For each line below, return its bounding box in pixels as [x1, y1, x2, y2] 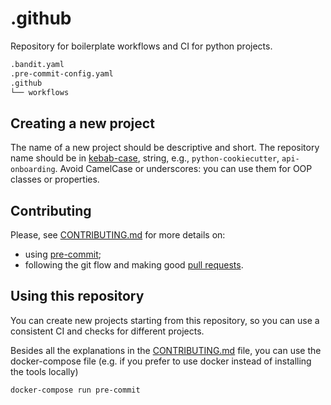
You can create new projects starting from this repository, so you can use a [10, 314, 320, 326]
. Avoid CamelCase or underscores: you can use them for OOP [54, 163, 313, 175]
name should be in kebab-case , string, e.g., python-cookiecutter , [10, 152, 280, 164]
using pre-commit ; [24, 248, 102, 261]
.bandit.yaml [10, 59, 65, 69]
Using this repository [10, 288, 145, 305]
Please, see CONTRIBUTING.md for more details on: [10, 229, 226, 241]
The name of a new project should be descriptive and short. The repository [10, 142, 320, 154]
